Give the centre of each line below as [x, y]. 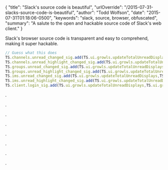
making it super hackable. [32, 44]
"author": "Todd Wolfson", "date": [111, 13]
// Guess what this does [31, 53]
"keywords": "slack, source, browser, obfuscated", [105, 18]
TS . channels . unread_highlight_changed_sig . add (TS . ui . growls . [70, 62]
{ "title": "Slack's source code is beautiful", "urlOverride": [64, 7]
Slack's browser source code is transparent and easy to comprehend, [77, 38]
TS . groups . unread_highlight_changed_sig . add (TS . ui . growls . [68, 71]
